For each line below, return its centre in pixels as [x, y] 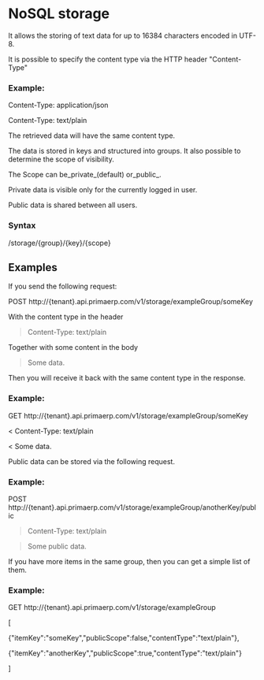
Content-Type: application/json [58, 105]
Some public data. [57, 546]
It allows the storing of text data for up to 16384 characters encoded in [123, 35]
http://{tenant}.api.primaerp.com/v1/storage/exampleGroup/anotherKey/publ [132, 507]
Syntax [22, 225]
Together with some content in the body [73, 347]
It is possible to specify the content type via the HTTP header [108, 59]
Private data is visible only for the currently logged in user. [103, 190]
